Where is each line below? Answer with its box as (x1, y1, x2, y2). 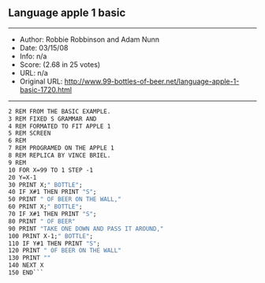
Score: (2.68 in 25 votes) (19, 59, 101, 69)
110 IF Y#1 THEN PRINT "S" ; (8, 240, 101, 248)
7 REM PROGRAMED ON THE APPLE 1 (8, 144, 114, 152)
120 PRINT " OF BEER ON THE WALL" (8, 247, 122, 255)
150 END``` (8, 269, 44, 277)
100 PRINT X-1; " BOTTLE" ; (8, 232, 93, 240)
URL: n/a (19, 68, 49, 77)
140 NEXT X (8, 262, 44, 270)
